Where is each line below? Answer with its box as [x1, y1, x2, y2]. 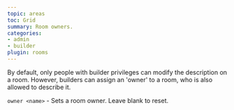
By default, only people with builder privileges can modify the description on [7, 68, 228, 77]
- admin [7, 36, 30, 43]
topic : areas [7, 10, 45, 17]
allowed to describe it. [7, 83, 71, 91]
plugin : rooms [7, 49, 49, 56]
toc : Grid [7, 17, 36, 24]
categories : [7, 29, 42, 37]
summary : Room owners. [7, 23, 73, 30]
